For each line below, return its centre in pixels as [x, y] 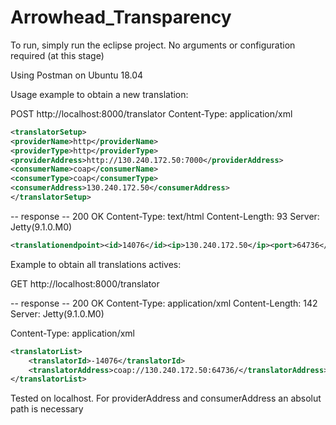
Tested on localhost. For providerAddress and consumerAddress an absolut [166, 398]
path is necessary [47, 409]
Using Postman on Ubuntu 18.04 [77, 75]
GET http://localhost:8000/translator [85, 283]
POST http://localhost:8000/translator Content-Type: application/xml [151, 113]
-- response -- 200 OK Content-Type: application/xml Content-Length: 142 [164, 303]
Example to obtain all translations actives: [96, 264]
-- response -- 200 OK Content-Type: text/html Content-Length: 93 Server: [165, 216]
